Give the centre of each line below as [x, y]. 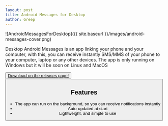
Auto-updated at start [88, 108]
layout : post [19, 10]
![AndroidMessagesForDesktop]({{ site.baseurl [54, 34]
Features [84, 92]
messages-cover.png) [29, 39]
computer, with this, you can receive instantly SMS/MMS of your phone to [83, 54]
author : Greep [20, 19]
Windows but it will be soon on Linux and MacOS [57, 65]
